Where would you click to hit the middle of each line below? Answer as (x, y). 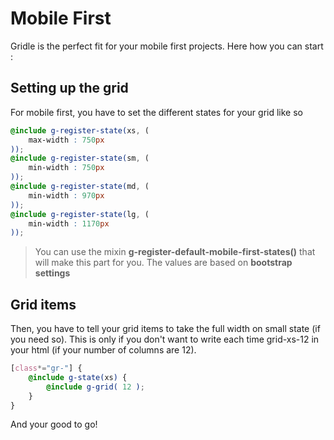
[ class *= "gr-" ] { (46, 368)
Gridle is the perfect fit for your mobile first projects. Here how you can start (167, 46)
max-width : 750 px (66, 140)
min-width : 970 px (66, 195)
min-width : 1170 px (69, 223)
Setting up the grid (69, 88)
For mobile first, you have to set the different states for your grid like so (156, 112)
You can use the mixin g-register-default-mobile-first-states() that (175, 252)
